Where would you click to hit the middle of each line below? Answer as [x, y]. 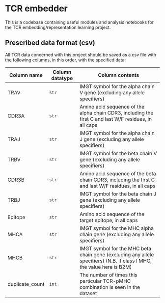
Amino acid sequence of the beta [118, 173]
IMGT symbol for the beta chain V [118, 153]
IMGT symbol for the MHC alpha [116, 228]
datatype [62, 78]
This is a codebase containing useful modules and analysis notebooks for [79, 22]
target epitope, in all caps [109, 220]
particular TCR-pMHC [105, 281]
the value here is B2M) [106, 267]
